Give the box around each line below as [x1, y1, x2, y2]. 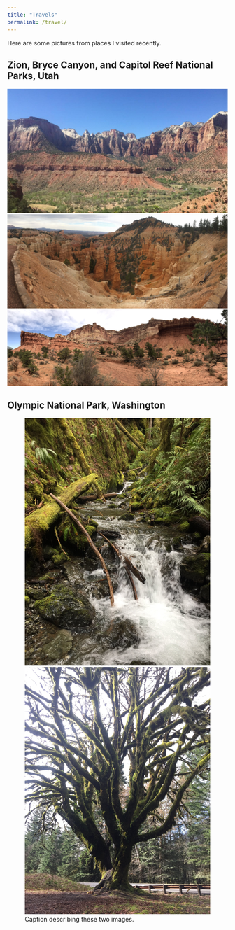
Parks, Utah [7, 70, 59, 82]
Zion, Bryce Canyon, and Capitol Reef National [7, 59, 213, 71]
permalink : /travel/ [7, 18, 68, 26]
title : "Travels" [7, 11, 58, 18]
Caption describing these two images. [24, 915, 134, 924]
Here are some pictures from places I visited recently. [7, 38, 162, 47]
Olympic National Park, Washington [7, 400, 166, 411]
